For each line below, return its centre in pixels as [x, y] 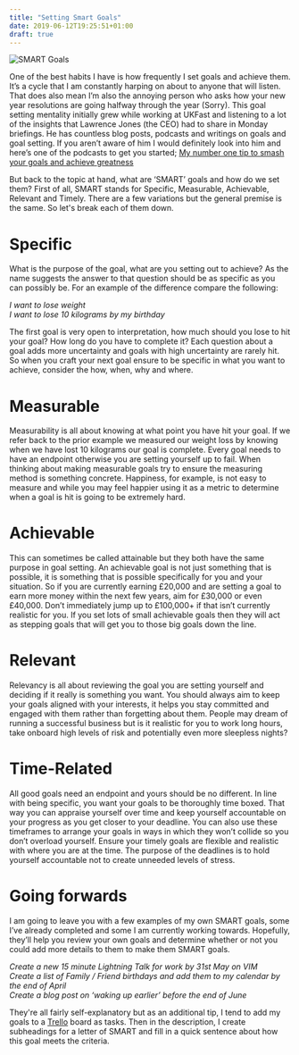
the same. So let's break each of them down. [91, 208]
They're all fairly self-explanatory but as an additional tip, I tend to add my [145, 1012]
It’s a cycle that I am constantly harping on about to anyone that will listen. [145, 87]
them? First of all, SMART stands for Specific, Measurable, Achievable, [139, 189]
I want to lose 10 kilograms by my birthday [87, 314]
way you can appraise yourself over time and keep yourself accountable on [148, 813]
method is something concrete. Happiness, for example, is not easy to [138, 478]
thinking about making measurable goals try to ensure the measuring [136, 469]
